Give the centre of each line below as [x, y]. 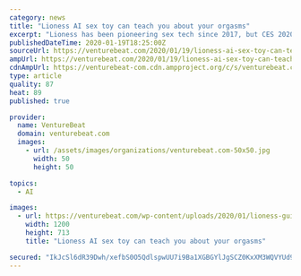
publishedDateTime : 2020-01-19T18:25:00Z [88, 43]
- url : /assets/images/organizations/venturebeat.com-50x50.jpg [148, 151]
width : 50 [51, 159]
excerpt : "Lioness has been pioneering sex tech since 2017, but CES [142, 34]
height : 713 [47, 233]
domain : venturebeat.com [64, 134]
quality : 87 [31, 84]
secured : [26, 257]
